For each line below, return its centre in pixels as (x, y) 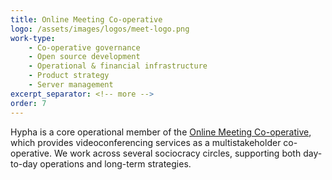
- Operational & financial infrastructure (118, 66)
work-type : (33, 38)
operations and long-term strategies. (115, 163)
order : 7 (28, 103)
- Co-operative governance (84, 47)
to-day (24, 163)
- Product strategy (69, 76)
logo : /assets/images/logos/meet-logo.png (100, 29)
